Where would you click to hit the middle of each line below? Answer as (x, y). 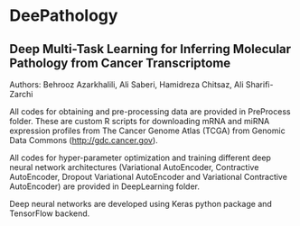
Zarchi (21, 94)
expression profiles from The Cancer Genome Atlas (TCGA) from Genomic (148, 131)
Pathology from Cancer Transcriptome (120, 63)
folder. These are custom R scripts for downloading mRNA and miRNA (140, 121)
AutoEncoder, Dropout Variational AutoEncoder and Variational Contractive (148, 177)
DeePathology (64, 16)
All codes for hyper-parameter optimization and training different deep (140, 158)
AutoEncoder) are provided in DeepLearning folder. (105, 186)
